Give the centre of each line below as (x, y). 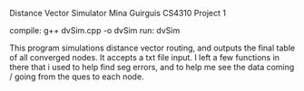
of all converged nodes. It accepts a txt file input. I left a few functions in (144, 57)
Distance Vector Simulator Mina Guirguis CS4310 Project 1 (118, 13)
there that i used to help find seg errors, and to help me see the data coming (152, 67)
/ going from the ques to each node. (77, 77)
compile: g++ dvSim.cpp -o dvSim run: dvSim (95, 30)
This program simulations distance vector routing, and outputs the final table (152, 48)
